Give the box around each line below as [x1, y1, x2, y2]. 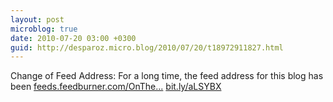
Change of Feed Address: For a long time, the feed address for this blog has [10, 70, 324, 82]
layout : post [10, 14, 65, 25]
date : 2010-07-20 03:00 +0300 [10, 33, 137, 43]
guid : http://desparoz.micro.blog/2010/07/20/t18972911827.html [10, 42, 284, 53]
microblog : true [10, 24, 78, 34]
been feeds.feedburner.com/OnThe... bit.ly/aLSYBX [10, 81, 222, 93]
